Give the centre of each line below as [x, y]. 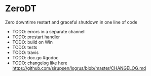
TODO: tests [25, 47]
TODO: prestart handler [36, 37]
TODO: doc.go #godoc [35, 57]
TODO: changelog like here [40, 63]
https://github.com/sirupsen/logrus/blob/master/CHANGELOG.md [79, 68]
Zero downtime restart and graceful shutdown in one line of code [71, 22]
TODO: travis [25, 52]
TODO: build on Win [33, 42]
